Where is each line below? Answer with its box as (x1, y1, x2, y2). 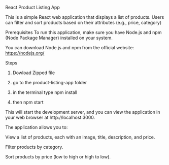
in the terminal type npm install (12, 89, 78, 95)
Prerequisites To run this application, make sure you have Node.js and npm (5, 29, 162, 35)
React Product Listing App (5, 5, 60, 10)
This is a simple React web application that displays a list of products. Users (5, 14, 164, 20)
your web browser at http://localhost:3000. (5, 114, 95, 120)
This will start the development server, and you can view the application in (5, 109, 161, 115)
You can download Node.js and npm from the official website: (5, 45, 134, 50)
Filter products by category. (5, 144, 63, 150)
